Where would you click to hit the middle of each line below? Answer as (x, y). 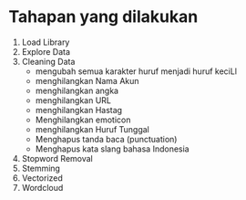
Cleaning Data (48, 61)
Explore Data (46, 51)
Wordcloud (42, 187)
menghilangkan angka (77, 90)
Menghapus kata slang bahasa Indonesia (112, 149)
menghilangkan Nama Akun (87, 80)
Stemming (41, 168)
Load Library (46, 42)
